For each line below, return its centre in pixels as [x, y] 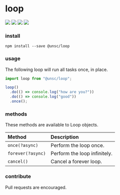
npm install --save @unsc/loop [37, 46]
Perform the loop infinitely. [81, 153]
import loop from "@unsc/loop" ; [38, 78]
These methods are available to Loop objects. [52, 125]
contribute [18, 177]
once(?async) [23, 145]
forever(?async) [27, 154]
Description [65, 137]
